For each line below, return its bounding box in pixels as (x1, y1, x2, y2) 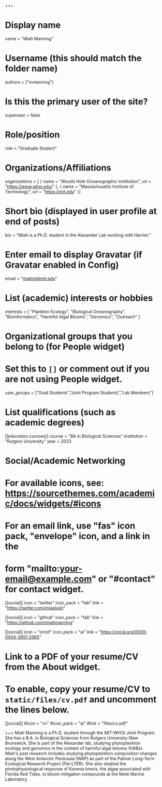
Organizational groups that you (5, 331, 133, 342)
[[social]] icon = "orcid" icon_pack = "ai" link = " (5, 629, 102, 635)
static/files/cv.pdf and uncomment (5, 694, 157, 705)
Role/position (5, 129, 60, 140)
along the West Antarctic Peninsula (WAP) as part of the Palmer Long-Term (5, 756, 155, 762)
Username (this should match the (5, 53, 142, 64)
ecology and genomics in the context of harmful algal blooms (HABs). (5, 745, 144, 751)
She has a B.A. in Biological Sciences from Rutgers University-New (5, 735, 138, 741)
